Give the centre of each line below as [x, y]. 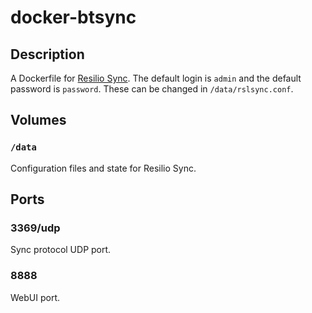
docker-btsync [73, 17]
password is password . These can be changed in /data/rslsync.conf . [152, 89]
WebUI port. [35, 297]
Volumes [38, 120]
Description [47, 54]
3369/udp [35, 228]
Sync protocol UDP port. [61, 250]
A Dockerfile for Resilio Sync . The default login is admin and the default [156, 78]
